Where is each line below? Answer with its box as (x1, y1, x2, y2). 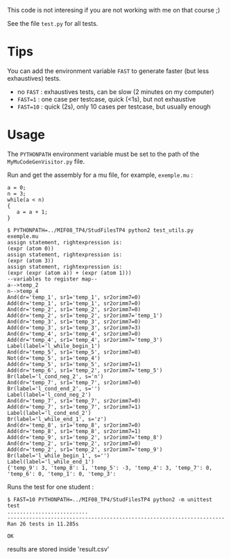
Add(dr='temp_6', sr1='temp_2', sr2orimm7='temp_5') (7, 367, 163, 374)
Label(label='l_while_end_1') (7, 458, 95, 465)
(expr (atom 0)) (7, 245, 54, 252)
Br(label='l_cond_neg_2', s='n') (7, 372, 104, 380)
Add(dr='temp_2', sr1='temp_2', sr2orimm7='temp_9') (7, 446, 163, 453)
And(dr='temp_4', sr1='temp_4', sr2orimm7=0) (7, 330, 141, 337)
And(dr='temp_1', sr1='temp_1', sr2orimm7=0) (7, 294, 141, 301)
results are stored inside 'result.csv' (7, 544, 110, 553)
